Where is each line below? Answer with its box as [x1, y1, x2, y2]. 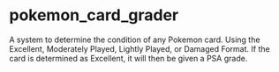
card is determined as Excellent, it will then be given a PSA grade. [9, 53, 248, 63]
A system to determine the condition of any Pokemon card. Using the [9, 34, 260, 45]
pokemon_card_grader [9, 5, 179, 25]
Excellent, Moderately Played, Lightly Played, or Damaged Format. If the [9, 43, 271, 54]
